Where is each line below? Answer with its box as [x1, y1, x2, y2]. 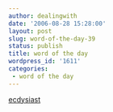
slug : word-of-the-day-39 [8, 34, 95, 43]
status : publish [8, 42, 63, 50]
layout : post [8, 27, 52, 35]
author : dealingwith [8, 11, 78, 20]
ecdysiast [8, 94, 41, 104]
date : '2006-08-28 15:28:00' [8, 19, 107, 28]
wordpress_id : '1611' [8, 58, 82, 66]
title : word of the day [8, 50, 89, 58]
